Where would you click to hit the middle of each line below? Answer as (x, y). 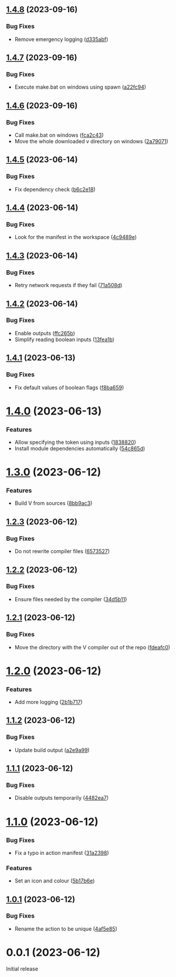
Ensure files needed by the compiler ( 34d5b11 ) (71, 599)
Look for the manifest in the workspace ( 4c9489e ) (75, 237)
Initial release (22, 969)
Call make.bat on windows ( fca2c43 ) (59, 135)
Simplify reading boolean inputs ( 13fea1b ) (65, 339)
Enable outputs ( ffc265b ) (45, 333)
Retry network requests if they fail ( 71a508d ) (68, 285)
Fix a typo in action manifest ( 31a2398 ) (62, 853)
